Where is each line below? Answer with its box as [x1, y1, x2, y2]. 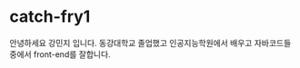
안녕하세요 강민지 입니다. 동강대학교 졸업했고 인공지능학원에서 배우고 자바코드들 [9, 37, 292, 48]
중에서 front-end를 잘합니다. [9, 48, 111, 60]
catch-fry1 [9, 6, 91, 27]
